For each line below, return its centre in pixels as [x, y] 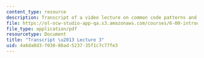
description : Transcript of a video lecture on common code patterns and [102, 18]
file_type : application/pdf [42, 29]
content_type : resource [36, 12]
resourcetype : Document [36, 34]
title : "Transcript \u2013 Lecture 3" [55, 40]
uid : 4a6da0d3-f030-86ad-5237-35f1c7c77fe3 [62, 46]
